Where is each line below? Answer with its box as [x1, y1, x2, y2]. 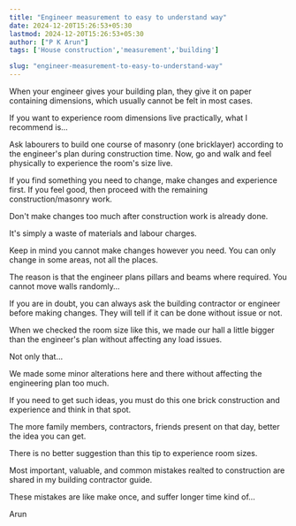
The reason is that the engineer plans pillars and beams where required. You [9, 271, 287, 282]
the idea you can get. [9, 431, 87, 441]
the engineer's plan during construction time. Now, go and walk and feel [9, 149, 272, 159]
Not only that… [9, 351, 64, 362]
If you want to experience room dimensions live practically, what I [9, 112, 248, 123]
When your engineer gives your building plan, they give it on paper [9, 86, 252, 96]
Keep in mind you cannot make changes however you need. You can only [9, 245, 277, 255]
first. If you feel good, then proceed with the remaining [9, 185, 209, 194]
